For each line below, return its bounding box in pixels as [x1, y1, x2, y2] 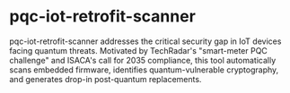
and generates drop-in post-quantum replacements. [9, 73, 202, 84]
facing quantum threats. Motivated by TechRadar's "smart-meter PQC [9, 45, 268, 55]
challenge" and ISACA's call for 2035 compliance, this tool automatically [9, 55, 277, 65]
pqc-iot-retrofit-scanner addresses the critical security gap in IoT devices [9, 36, 282, 46]
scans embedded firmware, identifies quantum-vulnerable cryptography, [9, 64, 279, 75]
